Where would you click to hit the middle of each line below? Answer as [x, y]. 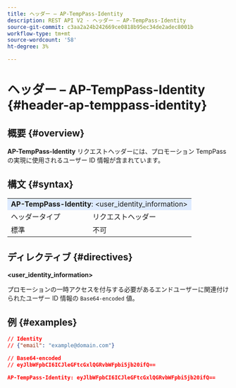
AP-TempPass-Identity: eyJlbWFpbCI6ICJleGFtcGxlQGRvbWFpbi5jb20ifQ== [112, 377]
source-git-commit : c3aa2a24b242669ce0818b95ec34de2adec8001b [100, 27]
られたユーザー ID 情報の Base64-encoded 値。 [73, 298]
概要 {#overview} [46, 133]
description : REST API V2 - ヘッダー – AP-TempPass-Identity [97, 20]
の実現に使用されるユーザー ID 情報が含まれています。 [86, 160]
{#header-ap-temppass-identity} [107, 105]
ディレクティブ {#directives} [70, 257]
